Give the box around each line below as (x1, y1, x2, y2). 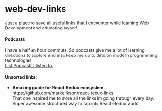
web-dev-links (5, 3, 66, 15)
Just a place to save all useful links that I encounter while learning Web (5, 20, 149, 26)
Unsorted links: (5, 74, 37, 80)
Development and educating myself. (5, 25, 79, 30)
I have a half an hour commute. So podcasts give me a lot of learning (5, 47, 145, 53)
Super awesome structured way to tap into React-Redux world (12, 101, 139, 107)
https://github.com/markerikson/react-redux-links (12, 90, 114, 96)
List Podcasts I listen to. (5, 63, 53, 69)
